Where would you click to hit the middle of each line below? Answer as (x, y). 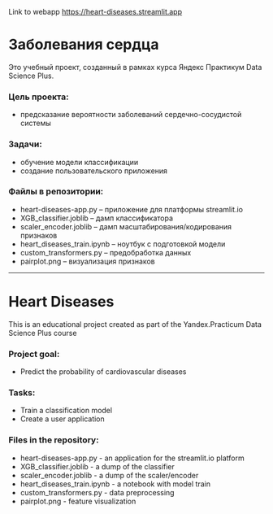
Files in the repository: (54, 440)
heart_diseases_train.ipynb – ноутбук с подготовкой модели (123, 244)
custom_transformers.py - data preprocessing (97, 492)
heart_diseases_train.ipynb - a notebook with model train (115, 484)
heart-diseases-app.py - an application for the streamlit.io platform (132, 458)
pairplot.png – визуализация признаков (88, 261)
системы (35, 123)
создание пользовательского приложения (94, 171)
